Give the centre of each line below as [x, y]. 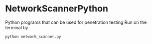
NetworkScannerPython [57, 9]
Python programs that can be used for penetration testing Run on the [76, 22]
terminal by [17, 27]
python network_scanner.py [33, 37]
